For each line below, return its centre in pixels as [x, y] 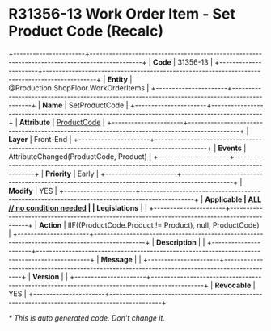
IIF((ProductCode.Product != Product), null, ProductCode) [164, 225]
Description [176, 242]
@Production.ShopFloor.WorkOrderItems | [79, 88]
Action [51, 225]
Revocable [233, 285]
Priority [58, 174]
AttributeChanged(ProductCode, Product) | [80, 156]
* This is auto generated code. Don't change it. [87, 318]
